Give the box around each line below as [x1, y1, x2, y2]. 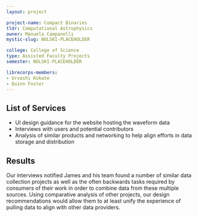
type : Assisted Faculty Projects [6, 53, 90, 59]
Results [6, 156, 36, 166]
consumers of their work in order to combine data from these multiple [6, 184, 179, 192]
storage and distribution [14, 138, 75, 145]
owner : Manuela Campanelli [6, 31, 74, 37]
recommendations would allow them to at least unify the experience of [6, 197, 181, 204]
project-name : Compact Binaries [6, 19, 87, 26]
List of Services [6, 103, 66, 113]
